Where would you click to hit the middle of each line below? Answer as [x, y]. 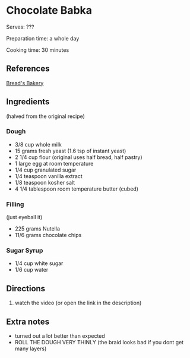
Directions [26, 289]
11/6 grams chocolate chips [48, 235]
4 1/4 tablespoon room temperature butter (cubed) [76, 189]
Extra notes [28, 321]
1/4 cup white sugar [39, 263]
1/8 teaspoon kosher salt [45, 182]
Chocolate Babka [49, 10]
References [28, 69]
